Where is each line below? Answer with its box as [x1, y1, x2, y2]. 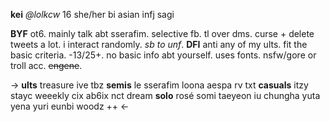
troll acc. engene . [10, 60, 83, 71]
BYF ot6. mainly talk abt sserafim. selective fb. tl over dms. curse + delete [10, 28, 315, 39]
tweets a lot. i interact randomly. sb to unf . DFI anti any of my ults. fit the [10, 39, 308, 50]
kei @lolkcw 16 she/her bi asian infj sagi [10, 9, 175, 20]
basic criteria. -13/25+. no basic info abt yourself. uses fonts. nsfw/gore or [10, 49, 317, 61]
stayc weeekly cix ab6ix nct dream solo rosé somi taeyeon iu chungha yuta [10, 90, 321, 101]
